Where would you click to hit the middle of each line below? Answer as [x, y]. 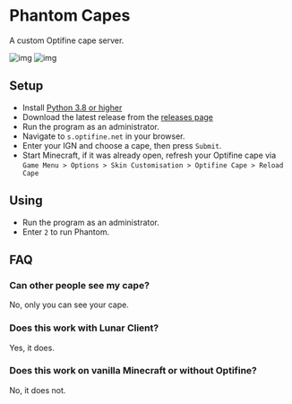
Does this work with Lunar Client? [84, 328]
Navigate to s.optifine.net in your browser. [103, 136]
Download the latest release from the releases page [117, 116]
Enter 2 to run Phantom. [66, 232]
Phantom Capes [70, 16]
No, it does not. [38, 390]
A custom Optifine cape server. [67, 40]
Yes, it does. [32, 348]
